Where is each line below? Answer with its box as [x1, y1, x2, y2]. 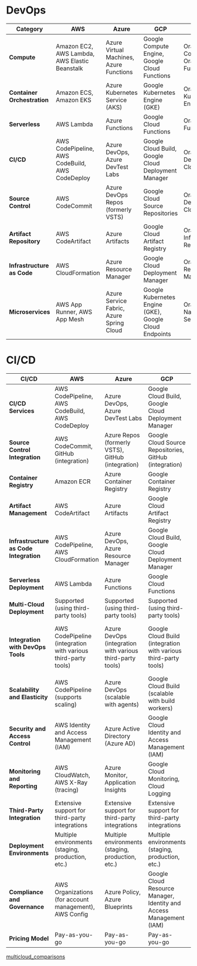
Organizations [55, 888, 94, 896]
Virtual [105, 45, 124, 54]
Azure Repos [104, 431, 140, 439]
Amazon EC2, [55, 42, 94, 50]
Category [16, 25, 43, 33]
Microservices [9, 307, 50, 316]
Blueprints [104, 902, 133, 911]
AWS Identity [55, 721, 91, 729]
